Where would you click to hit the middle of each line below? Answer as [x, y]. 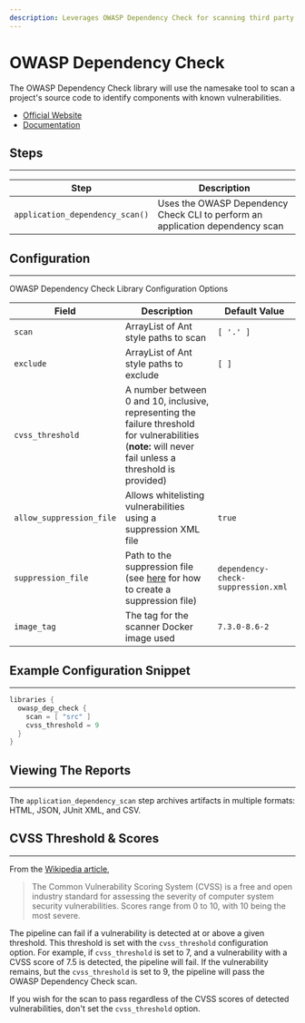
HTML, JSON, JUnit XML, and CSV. [75, 810]
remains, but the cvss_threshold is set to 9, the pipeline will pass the [137, 971]
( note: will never [160, 447]
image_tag [35, 627]
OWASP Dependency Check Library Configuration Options [119, 289]
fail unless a [151, 458]
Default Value [254, 311]
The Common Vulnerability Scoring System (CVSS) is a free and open [162, 886]
